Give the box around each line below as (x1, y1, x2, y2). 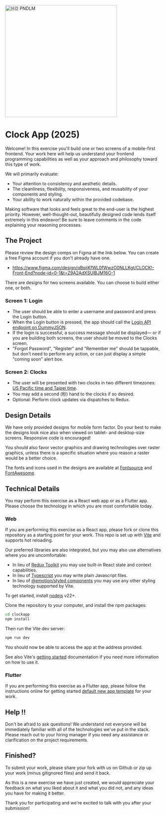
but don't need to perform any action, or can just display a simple (12, 351, 146, 357)
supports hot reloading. (5, 537, 53, 543)
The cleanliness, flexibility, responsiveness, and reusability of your (12, 186, 148, 192)
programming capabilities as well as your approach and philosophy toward (5, 156, 158, 162)
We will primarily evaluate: (5, 171, 59, 177)
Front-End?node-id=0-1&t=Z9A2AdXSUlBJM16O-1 (12, 270, 115, 276)
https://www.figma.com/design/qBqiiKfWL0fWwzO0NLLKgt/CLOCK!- (12, 264, 155, 270)
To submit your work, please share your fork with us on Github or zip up (5, 764, 152, 771)
